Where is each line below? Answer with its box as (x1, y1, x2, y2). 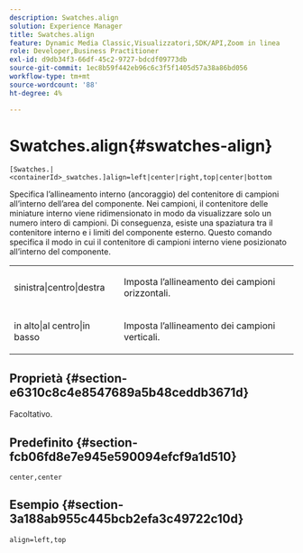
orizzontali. (123, 287, 171, 300)
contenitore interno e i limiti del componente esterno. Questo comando (9, 227, 272, 238)
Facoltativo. (9, 409, 53, 419)
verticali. (123, 331, 161, 344)
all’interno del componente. (9, 246, 111, 257)
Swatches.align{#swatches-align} (9, 135, 273, 156)
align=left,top (9, 535, 67, 544)
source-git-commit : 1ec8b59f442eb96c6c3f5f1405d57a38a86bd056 (9, 64, 248, 73)
